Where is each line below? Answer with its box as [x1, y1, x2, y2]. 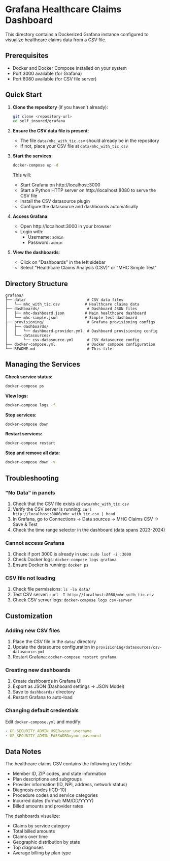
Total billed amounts [12, 828, 55, 835]
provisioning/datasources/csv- [96, 645, 162, 650]
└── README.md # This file [5, 346, 113, 351]
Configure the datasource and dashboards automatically [20, 204, 139, 210]
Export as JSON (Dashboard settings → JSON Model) [12, 683, 125, 689]
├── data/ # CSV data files [5, 297, 124, 302]
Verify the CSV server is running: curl [12, 506, 92, 512]
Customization [5, 612, 53, 620]
